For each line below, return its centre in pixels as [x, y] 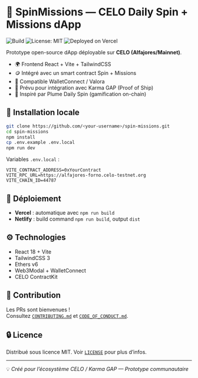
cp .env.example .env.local [41, 143]
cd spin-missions [27, 132]
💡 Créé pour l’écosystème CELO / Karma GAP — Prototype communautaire [97, 369]
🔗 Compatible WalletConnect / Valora [60, 81]
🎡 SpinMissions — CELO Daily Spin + [97, 12]
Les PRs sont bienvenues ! [38, 310]
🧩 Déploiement [34, 198]
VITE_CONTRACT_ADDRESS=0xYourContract [54, 170]
